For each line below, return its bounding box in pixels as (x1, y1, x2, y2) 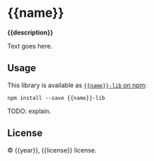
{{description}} (7, 28, 54, 37)
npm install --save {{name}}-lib (7, 94, 105, 101)
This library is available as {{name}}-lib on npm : (7, 81, 148, 89)
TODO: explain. (7, 107, 51, 115)
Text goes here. (7, 41, 53, 50)
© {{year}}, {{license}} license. (7, 146, 97, 154)
